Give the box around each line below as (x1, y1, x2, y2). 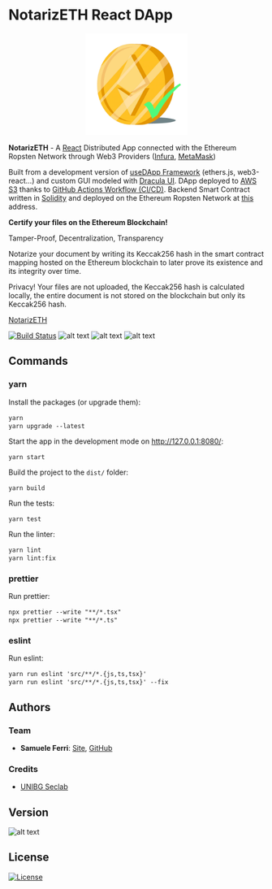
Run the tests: (8, 498, 55, 508)
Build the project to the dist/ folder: (8, 467, 128, 477)
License (8, 851, 50, 865)
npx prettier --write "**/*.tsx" (8, 608, 122, 616)
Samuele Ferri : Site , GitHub (19, 743, 113, 752)
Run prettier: (8, 591, 50, 601)
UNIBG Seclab (19, 782, 69, 791)
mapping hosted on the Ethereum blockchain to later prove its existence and (8, 258, 264, 267)
